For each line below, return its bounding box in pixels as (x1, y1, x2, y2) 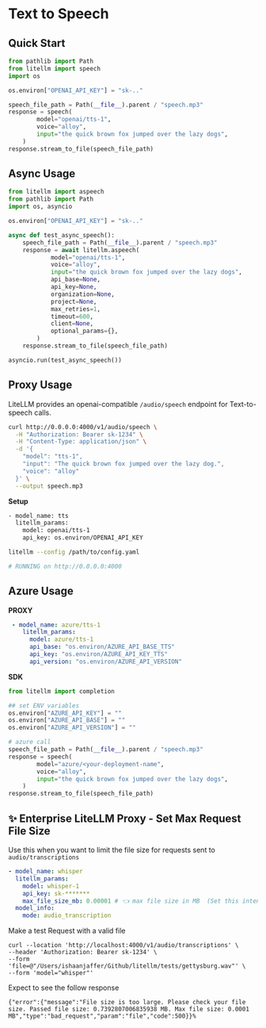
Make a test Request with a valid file (8, 926, 126, 936)
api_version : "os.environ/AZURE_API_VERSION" (28, 658, 182, 666)
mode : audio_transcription (22, 911, 112, 920)
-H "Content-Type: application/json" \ (15, 438, 147, 446)
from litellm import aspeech (8, 188, 104, 196)
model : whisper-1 (22, 882, 80, 890)
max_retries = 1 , (50, 305, 101, 313)
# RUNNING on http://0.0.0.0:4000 (8, 562, 123, 570)
